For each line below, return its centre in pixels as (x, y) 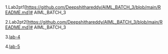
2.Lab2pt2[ (17, 22)
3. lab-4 (13, 37)
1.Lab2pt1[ (16, 7)
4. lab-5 (13, 46)
